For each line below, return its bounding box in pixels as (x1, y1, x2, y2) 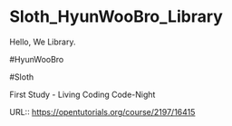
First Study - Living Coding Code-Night (9, 89, 156, 100)
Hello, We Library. (9, 36, 76, 47)
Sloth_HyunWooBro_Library (9, 6, 224, 27)
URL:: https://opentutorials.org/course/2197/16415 (9, 106, 196, 117)
